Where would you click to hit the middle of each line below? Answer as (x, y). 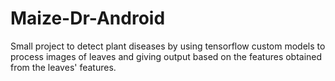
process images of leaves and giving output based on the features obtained (166, 56)
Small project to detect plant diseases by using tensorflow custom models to (168, 46)
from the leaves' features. (63, 67)
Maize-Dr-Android (88, 18)
